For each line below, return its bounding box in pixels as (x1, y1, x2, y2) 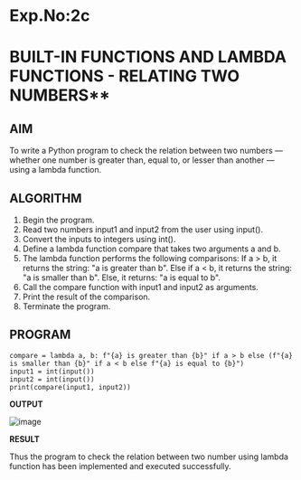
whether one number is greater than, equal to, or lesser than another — (9, 155, 275, 165)
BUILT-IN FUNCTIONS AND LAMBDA (9, 47, 287, 68)
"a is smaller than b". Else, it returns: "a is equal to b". (22, 272, 221, 283)
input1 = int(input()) (9, 367, 95, 376)
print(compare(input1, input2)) (9, 382, 131, 391)
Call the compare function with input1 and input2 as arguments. (22, 282, 259, 292)
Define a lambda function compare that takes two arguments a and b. (22, 243, 282, 254)
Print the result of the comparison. (22, 291, 151, 302)
